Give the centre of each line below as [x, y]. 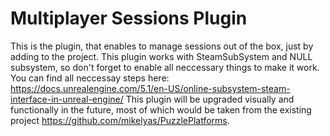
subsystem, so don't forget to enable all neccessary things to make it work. [165, 67]
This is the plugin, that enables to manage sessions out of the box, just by [162, 46]
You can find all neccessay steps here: [90, 78]
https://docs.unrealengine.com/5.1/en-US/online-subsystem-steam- [150, 88]
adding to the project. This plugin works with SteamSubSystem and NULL [161, 56]
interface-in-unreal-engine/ [67, 99]
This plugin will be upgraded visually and [210, 99]
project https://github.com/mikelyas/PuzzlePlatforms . [120, 120]
